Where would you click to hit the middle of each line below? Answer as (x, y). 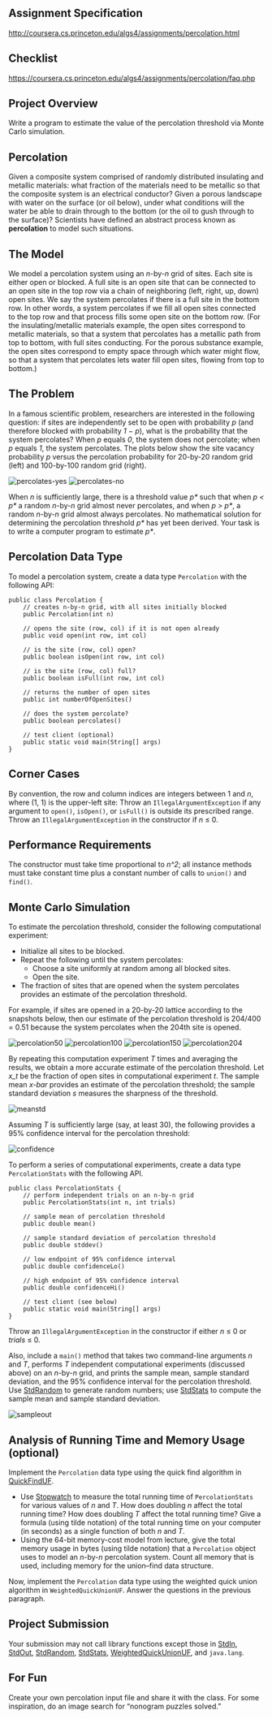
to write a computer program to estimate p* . (82, 531)
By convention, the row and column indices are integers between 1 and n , (131, 793)
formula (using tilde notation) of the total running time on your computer (140, 1522)
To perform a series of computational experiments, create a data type (125, 1165)
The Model (36, 254)
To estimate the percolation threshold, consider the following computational (135, 927)
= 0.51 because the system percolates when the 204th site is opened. (125, 1027)
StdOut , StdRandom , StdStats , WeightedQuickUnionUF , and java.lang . (126, 1652)
